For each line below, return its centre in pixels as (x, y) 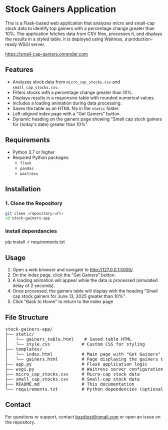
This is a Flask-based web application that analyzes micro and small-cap (80, 23)
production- (141, 39)
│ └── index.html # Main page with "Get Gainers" (83, 354)
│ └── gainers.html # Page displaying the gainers (82, 359)
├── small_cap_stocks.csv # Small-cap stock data (72, 379)
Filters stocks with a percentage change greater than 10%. (73, 92)
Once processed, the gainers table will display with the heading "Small (85, 291)
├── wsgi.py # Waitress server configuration (84, 369)
